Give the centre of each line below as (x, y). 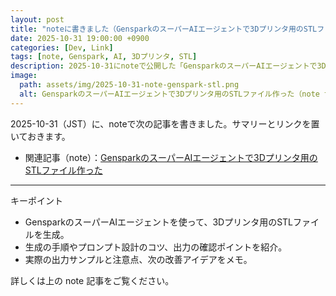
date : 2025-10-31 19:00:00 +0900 (80, 38)
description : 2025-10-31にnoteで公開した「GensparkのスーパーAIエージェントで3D (168, 66)
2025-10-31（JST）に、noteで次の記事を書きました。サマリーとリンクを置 (165, 123)
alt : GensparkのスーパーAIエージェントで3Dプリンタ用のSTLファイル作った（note (169, 94)
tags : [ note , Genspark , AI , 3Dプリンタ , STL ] (104, 57)
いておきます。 (40, 136)
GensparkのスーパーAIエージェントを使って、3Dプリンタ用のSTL (159, 222)
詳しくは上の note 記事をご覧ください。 (92, 280)
